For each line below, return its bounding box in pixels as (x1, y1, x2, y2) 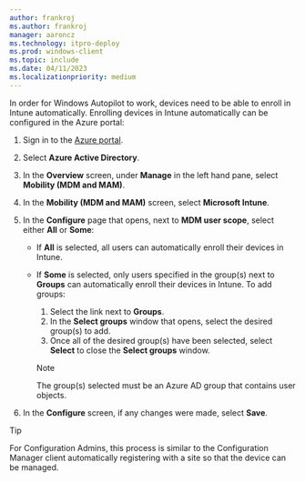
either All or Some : (22, 224, 95, 235)
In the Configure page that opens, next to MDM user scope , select (22, 215, 275, 226)
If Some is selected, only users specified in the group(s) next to (36, 269, 275, 280)
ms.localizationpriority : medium (9, 73, 137, 82)
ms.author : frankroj (9, 22, 88, 31)
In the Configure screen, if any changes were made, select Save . (22, 407, 269, 418)
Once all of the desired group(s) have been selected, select (49, 335, 273, 346)
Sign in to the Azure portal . (22, 134, 124, 146)
